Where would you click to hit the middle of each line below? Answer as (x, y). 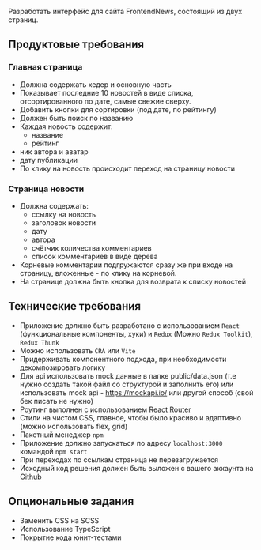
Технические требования (74, 306)
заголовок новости (64, 222)
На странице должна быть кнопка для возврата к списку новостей (133, 281)
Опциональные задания (71, 501)
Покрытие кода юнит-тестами (70, 537)
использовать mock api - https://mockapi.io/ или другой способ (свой (136, 392)
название (47, 134)
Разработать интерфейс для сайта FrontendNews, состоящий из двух (125, 11)
